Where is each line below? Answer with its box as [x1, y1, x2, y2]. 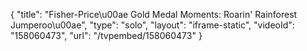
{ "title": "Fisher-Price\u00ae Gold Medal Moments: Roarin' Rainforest [10, 9, 298, 20]
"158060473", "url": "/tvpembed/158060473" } [10, 30, 203, 41]
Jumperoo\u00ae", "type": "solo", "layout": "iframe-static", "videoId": [10, 19, 295, 31]
